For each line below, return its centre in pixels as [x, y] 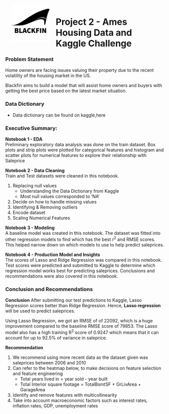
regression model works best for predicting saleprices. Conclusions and [80, 271]
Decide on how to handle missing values [54, 202]
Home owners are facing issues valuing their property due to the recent [79, 70]
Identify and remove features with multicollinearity [65, 395]
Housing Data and [94, 33]
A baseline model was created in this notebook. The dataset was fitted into [83, 233]
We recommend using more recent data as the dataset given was [80, 357]
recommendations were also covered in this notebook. [62, 276]
